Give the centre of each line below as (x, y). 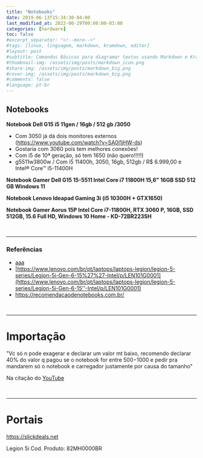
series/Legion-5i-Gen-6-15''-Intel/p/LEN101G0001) (78, 288)
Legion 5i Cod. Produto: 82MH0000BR (54, 448)
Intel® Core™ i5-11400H (44, 168)
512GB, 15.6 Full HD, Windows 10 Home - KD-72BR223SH (79, 216)
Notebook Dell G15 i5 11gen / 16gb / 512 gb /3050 (69, 124)
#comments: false (28, 79)
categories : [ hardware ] (36, 29)
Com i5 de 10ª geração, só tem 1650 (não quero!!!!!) (79, 155)
